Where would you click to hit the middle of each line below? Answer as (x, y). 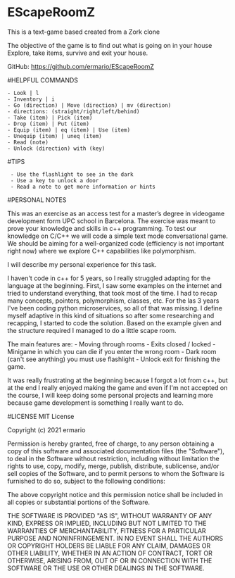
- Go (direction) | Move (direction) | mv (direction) (89, 105)
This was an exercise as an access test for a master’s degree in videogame (116, 213)
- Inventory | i (31, 99)
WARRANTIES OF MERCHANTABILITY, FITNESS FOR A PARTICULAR (107, 530)
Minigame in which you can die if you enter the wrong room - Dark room (112, 351)
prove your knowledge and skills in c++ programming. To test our (102, 228)
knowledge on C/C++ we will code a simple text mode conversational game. (118, 236)
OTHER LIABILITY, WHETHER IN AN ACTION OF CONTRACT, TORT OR (110, 553)
